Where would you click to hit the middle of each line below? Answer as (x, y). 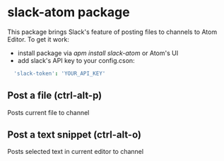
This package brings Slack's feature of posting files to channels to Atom (112, 32)
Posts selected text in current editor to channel (75, 152)
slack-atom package (69, 12)
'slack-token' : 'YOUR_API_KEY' (60, 73)
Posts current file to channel (48, 112)
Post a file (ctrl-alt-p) (55, 96)
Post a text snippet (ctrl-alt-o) (74, 135)
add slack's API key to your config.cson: (76, 60)
